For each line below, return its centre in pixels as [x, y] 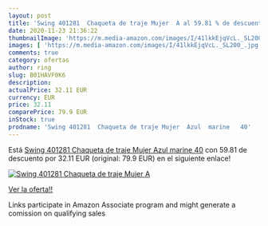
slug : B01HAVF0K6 [37, 75]
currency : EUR [32, 97]
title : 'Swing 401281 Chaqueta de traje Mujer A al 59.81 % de [119, 23]
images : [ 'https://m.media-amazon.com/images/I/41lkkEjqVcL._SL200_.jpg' [135, 46]
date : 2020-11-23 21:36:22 [53, 30]
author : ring [30, 68]
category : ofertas [39, 61]
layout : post [30, 16]
